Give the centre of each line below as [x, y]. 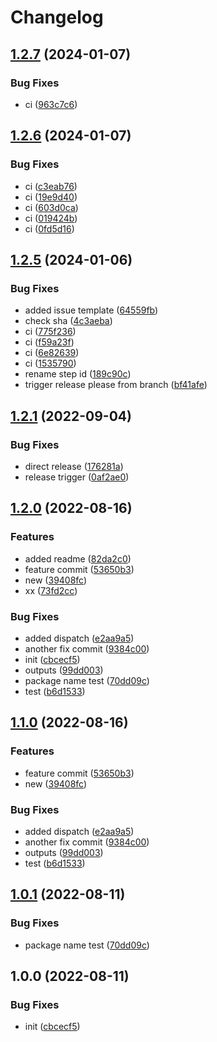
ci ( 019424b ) [51, 218]
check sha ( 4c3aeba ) [68, 321]
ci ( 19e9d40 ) [51, 197]
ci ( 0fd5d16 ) [49, 228]
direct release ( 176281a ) [74, 466]
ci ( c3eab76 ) [51, 186]
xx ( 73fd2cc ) [51, 590]
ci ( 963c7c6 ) [51, 104]
